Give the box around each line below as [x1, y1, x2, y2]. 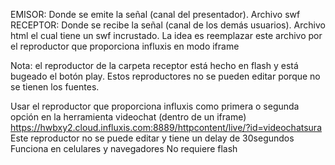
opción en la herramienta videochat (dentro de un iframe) [10, 111, 247, 123]
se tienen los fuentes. [10, 81, 100, 93]
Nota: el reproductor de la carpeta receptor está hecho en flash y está [10, 60, 299, 71]
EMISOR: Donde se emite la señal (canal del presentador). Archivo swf [10, 9, 301, 20]
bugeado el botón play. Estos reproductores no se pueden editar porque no [10, 70, 321, 82]
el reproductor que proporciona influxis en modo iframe [10, 40, 240, 52]
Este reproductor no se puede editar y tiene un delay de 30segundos [10, 132, 295, 144]
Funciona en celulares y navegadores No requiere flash [10, 143, 238, 154]
